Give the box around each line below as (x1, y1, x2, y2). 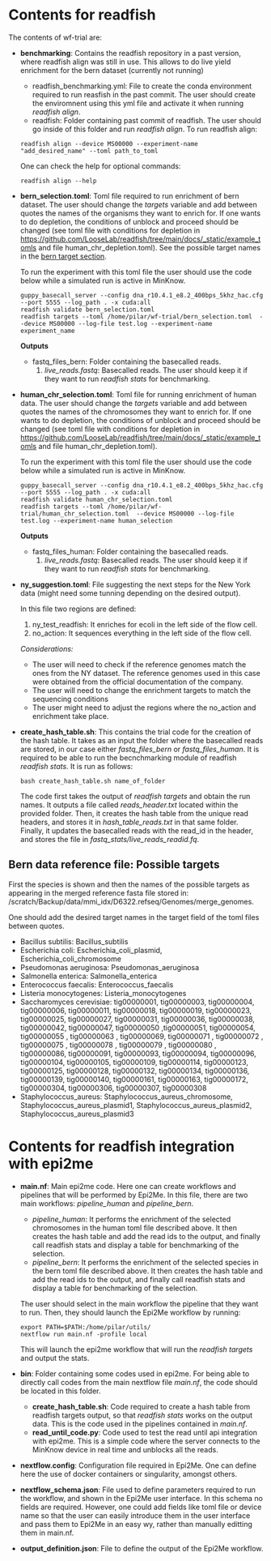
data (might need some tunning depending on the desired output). (19, 588, 241, 597)
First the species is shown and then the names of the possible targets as (8, 879, 250, 889)
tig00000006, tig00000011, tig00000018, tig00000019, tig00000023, (19, 1005, 252, 1015)
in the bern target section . (19, 251, 107, 261)
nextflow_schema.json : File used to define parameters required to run (19, 1485, 256, 1495)
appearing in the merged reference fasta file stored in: (8, 887, 189, 897)
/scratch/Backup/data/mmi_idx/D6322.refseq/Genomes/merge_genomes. (8, 896, 255, 906)
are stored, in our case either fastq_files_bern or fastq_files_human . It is (19, 744, 260, 754)
